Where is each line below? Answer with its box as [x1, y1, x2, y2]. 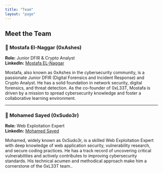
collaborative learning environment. [5, 95, 76, 101]
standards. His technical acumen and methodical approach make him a [5, 158, 147, 164]
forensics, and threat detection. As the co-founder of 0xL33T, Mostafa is [5, 85, 150, 91]
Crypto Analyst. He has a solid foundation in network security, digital [5, 80, 142, 86]
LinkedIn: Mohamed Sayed [5, 128, 59, 134]
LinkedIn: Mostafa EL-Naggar [5, 60, 65, 66]
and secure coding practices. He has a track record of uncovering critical [5, 148, 151, 154]
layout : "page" [5, 12, 36, 16]
